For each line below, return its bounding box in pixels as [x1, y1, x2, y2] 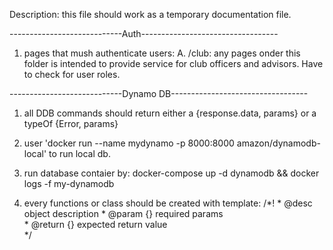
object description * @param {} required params [23, 208, 224, 219]
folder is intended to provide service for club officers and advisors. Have [23, 58, 324, 69]
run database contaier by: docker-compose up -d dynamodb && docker [23, 167, 320, 179]
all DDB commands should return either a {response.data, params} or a [23, 107, 317, 119]
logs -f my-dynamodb [23, 178, 115, 189]
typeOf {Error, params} [23, 118, 119, 129]
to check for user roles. [23, 69, 121, 80]
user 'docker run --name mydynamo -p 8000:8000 [23, 137, 235, 149]
